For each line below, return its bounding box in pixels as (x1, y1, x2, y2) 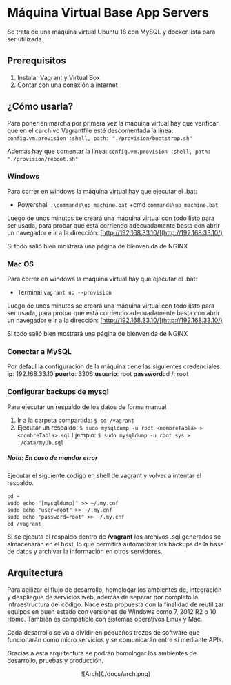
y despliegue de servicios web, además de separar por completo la (7, 593, 199, 601)
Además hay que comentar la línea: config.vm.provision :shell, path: (7, 147, 211, 155)
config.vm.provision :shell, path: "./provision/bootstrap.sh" (7, 135, 193, 142)
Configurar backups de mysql (7, 387, 109, 397)
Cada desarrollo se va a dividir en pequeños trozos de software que (7, 628, 200, 636)
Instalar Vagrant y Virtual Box (17, 73, 100, 81)
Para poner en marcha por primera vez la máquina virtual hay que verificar (7, 119, 219, 127)
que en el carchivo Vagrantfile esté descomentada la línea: (7, 126, 174, 135)
